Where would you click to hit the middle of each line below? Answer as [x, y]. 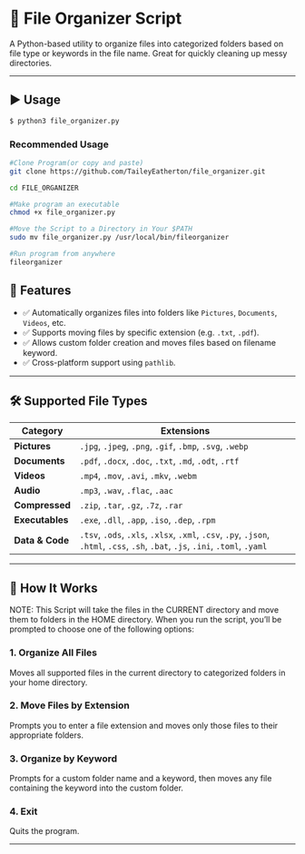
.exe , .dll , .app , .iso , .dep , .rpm [148, 520]
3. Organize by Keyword [64, 759]
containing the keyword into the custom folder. [97, 788]
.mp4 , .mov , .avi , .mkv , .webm [138, 476]
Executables [41, 520]
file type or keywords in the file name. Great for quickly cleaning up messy [148, 53]
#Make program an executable [64, 204]
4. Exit [24, 811]
